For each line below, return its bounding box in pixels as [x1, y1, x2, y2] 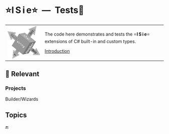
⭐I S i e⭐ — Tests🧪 [5, 5, 84, 16]
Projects [5, 84, 26, 91]
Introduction [44, 48, 70, 54]
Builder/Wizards [5, 96, 39, 102]
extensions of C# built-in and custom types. [44, 39, 136, 45]
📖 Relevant [5, 70, 39, 78]
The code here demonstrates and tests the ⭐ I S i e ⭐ [44, 31, 150, 37]
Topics [5, 110, 27, 119]
